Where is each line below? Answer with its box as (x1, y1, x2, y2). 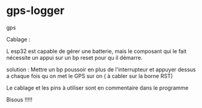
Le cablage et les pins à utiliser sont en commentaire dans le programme (6, 84, 189, 92)
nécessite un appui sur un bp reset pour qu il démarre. (6, 54, 143, 61)
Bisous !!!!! (6, 96, 33, 103)
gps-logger (6, 4, 65, 18)
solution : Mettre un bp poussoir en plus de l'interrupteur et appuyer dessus (6, 65, 196, 73)
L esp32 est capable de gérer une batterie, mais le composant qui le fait (6, 47, 187, 55)
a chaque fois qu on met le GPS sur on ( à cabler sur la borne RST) (6, 72, 173, 79)
